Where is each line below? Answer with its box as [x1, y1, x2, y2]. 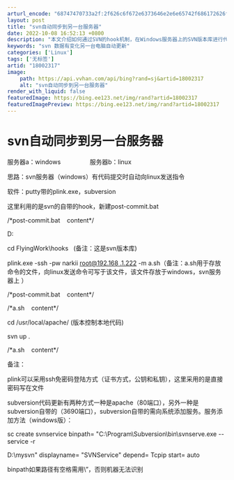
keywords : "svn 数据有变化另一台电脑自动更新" [7, 43, 130, 50]
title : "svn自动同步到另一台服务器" [7, 23, 102, 30]
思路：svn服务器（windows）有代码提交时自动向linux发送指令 [7, 172, 185, 181]
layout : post [7, 17, 45, 24]
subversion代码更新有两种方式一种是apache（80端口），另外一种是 [7, 398, 199, 407]
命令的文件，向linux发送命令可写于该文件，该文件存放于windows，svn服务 [7, 267, 221, 276]
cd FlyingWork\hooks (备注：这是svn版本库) [7, 243, 137, 252]
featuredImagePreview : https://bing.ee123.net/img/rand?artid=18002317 [7, 101, 219, 108]
